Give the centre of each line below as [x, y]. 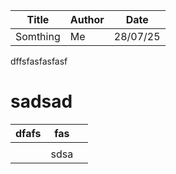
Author [87, 19]
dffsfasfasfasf [39, 61]
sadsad [41, 101]
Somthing [38, 36]
